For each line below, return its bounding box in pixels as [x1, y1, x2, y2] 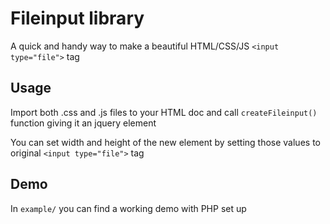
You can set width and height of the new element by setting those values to [10, 136, 321, 148]
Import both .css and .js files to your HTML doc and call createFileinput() [10, 106, 318, 118]
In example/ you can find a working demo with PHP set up [10, 202, 247, 214]
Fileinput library [10, 7, 145, 30]
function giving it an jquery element [10, 117, 157, 129]
